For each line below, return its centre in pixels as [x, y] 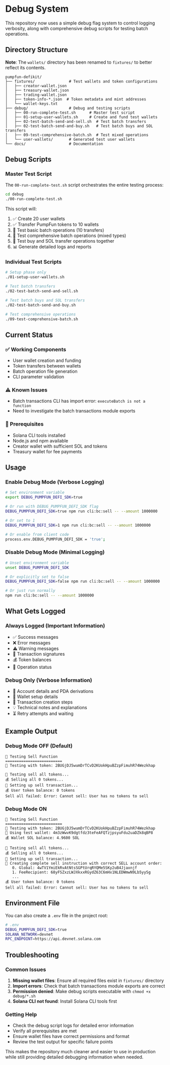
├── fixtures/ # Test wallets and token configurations [81, 81]
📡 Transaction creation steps [43, 702]
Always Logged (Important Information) [55, 626]
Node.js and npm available [40, 440]
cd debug [14, 194]
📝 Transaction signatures [39, 654]
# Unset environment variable [37, 563]
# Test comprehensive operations [41, 314]
